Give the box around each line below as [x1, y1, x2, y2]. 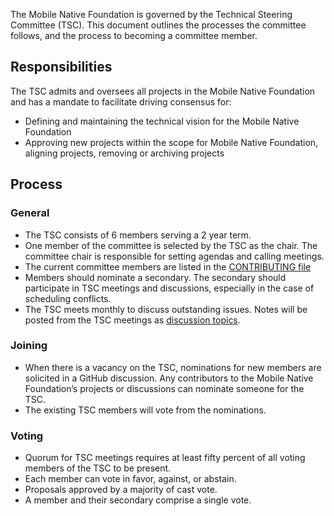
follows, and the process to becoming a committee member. [10, 30, 258, 41]
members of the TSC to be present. [24, 462, 172, 474]
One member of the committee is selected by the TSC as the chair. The [24, 239, 318, 251]
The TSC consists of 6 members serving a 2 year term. [24, 229, 252, 241]
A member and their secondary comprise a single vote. [24, 494, 252, 506]
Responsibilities [10, 59, 113, 76]
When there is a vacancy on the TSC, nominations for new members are [24, 361, 322, 373]
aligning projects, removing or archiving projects [24, 147, 225, 159]
